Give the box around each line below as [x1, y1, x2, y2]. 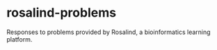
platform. [6, 35, 33, 43]
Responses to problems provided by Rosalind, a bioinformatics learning [6, 28, 211, 36]
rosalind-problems [6, 5, 116, 21]
